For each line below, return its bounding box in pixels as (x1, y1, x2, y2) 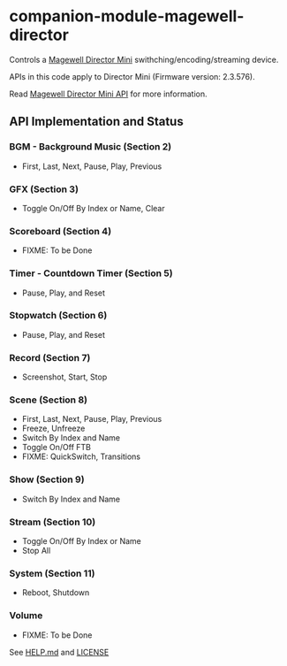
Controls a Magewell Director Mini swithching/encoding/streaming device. (9, 54, 279, 65)
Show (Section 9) (9, 473, 86, 486)
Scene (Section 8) (9, 394, 88, 406)
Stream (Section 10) (9, 516, 96, 528)
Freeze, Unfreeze (21, 423, 86, 434)
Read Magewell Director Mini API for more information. (9, 88, 208, 99)
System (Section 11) (9, 567, 95, 579)
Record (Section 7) (9, 351, 91, 364)
